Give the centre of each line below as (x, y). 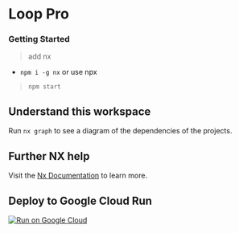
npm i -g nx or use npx (59, 72)
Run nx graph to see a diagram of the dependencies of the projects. (120, 131)
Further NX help (49, 156)
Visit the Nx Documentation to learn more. (78, 176)
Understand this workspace (80, 111)
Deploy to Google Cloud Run (80, 200)
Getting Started (39, 39)
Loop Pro (39, 14)
